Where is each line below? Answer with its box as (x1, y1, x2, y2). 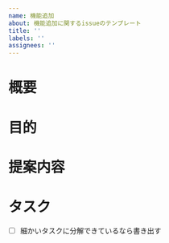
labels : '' (8, 34, 45, 43)
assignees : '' (8, 42, 56, 50)
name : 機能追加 (8, 11, 55, 20)
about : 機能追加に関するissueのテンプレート (8, 19, 142, 27)
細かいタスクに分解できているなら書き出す (19, 225, 162, 235)
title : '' (8, 26, 42, 34)
